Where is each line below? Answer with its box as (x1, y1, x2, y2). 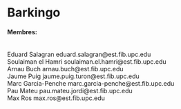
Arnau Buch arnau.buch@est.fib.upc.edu (7, 65, 124, 73)
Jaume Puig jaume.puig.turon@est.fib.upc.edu (7, 72, 140, 80)
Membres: (7, 27, 38, 36)
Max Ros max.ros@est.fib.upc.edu (7, 94, 105, 102)
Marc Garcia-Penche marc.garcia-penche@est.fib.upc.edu (7, 80, 175, 88)
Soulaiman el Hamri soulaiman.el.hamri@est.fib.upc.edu (7, 58, 167, 66)
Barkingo (7, 5, 61, 21)
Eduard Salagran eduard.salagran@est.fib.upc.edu (7, 50, 151, 59)
